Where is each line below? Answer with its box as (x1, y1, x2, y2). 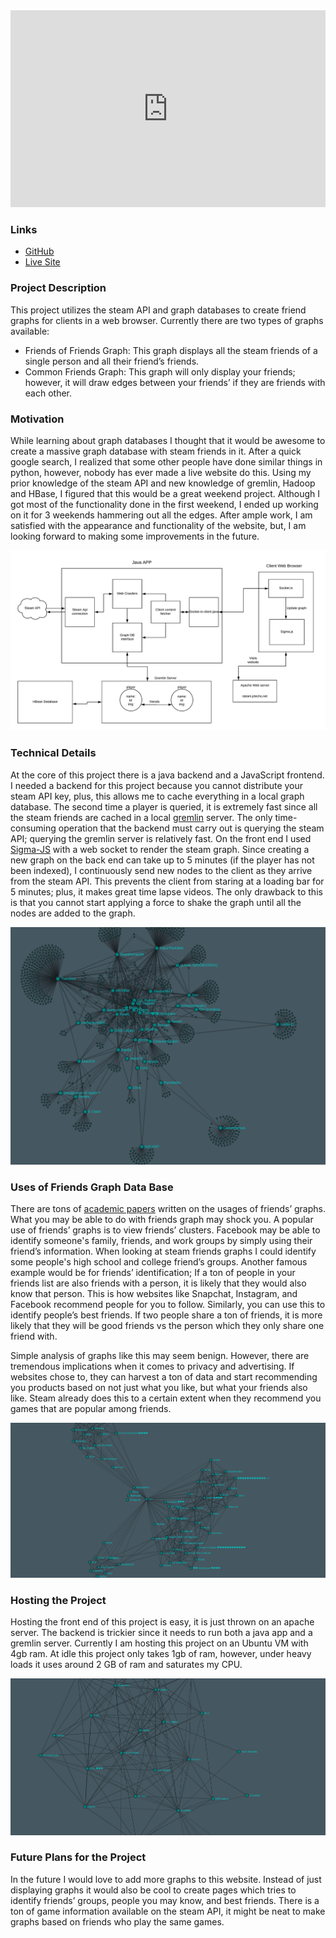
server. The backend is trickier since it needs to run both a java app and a (10, 1627, 313, 1639)
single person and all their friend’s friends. (24, 355, 200, 367)
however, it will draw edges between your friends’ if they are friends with (24, 376, 326, 388)
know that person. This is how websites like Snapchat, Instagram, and (10, 1287, 298, 1299)
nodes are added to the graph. (10, 907, 136, 919)
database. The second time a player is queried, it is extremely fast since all (10, 800, 318, 813)
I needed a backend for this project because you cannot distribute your (10, 779, 304, 791)
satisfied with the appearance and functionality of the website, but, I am (10, 519, 307, 531)
